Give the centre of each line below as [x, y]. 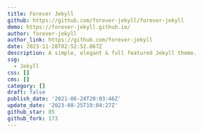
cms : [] [19, 79]
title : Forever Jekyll [41, 14]
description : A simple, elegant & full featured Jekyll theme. [102, 53]
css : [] [19, 72]
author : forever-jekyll [42, 33]
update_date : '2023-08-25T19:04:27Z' [63, 106]
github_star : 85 [31, 112]
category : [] [26, 86]
